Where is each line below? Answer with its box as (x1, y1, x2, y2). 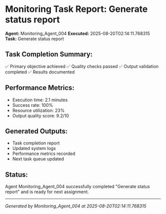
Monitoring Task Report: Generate (5, 3, 148, 15)
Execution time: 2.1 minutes (12, 97, 68, 103)
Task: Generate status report (5, 36, 64, 42)
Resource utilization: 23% (12, 107, 65, 113)
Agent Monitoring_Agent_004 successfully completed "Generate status (5, 184, 150, 190)
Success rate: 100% (12, 102, 53, 108)
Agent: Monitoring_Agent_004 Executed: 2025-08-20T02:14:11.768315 (5, 30, 150, 36)
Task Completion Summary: (5, 50, 93, 59)
